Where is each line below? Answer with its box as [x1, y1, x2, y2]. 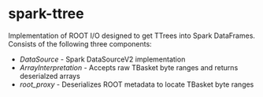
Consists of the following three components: [8, 39, 152, 48]
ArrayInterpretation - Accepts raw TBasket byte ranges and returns [19, 62, 239, 72]
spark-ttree [8, 5, 84, 23]
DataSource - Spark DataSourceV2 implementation [19, 54, 186, 64]
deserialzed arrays [19, 71, 80, 80]
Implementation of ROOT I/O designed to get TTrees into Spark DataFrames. [8, 31, 256, 40]
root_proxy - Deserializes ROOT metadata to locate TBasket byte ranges [19, 80, 254, 89]
